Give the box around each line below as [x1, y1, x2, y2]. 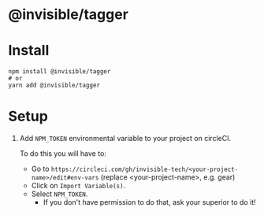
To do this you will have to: [19, 149, 106, 158]
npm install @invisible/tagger [8, 68, 111, 76]
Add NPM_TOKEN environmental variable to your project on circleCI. [19, 134, 231, 143]
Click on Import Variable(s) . [31, 181, 126, 191]
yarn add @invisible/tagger [8, 81, 101, 90]
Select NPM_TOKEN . [31, 189, 88, 198]
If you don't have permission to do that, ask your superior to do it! [43, 198, 256, 207]
